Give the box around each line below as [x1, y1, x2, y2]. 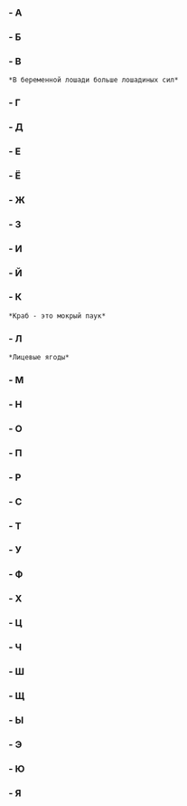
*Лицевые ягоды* [8, 353, 70, 362]
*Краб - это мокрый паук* [8, 311, 106, 321]
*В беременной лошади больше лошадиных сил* [8, 75, 179, 85]
